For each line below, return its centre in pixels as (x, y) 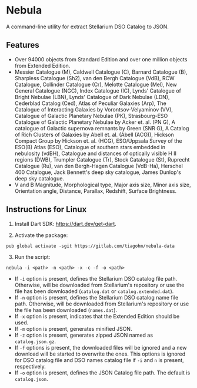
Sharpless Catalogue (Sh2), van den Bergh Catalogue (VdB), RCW (94, 78)
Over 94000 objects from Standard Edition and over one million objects (101, 59)
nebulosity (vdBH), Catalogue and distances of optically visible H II (95, 153)
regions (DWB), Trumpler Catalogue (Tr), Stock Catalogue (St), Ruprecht (102, 159)
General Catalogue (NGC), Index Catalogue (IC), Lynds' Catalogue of (98, 91)
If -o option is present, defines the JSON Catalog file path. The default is (102, 373)
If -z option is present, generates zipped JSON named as (84, 335)
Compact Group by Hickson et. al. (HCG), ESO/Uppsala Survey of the (98, 141)
